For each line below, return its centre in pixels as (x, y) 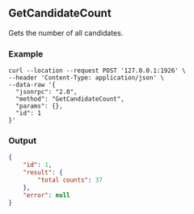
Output (23, 141)
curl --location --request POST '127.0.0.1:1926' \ (97, 71)
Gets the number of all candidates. (66, 32)
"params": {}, (39, 106)
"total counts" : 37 (70, 180)
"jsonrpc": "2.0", (47, 92)
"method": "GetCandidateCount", (70, 99)
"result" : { (43, 173)
